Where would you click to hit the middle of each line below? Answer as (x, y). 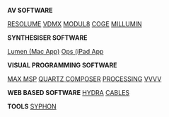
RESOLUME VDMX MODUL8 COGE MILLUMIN (75, 24)
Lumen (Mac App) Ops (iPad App (56, 51)
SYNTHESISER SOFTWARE (47, 38)
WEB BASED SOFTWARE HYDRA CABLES (69, 93)
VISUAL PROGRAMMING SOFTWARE (63, 65)
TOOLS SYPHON (32, 106)
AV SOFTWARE (30, 10)
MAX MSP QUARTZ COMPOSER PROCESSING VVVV (84, 79)
